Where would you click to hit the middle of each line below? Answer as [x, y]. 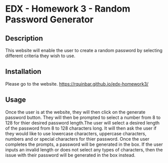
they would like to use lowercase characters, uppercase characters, [76, 133]
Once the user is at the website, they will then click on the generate [75, 112]
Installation [23, 72]
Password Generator [49, 19]
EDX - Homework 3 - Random [68, 9]
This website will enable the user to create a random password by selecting [84, 50]
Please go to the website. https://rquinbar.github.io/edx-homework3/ [77, 84]
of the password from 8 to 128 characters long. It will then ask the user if [81, 128]
